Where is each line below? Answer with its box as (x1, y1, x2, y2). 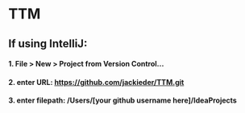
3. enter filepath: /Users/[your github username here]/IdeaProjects (8, 95, 238, 105)
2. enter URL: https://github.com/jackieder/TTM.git (8, 77, 185, 87)
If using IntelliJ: (8, 37, 88, 50)
